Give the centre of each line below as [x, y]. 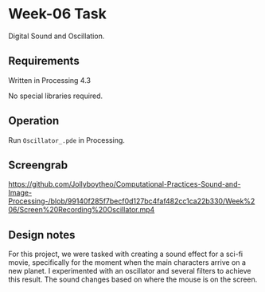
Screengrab [38, 165]
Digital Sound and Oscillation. [57, 36]
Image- [20, 193]
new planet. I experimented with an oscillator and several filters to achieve [130, 271]
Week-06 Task [58, 14]
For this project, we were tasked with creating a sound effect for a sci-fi [126, 254]
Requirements [44, 61]
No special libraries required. [56, 96]
